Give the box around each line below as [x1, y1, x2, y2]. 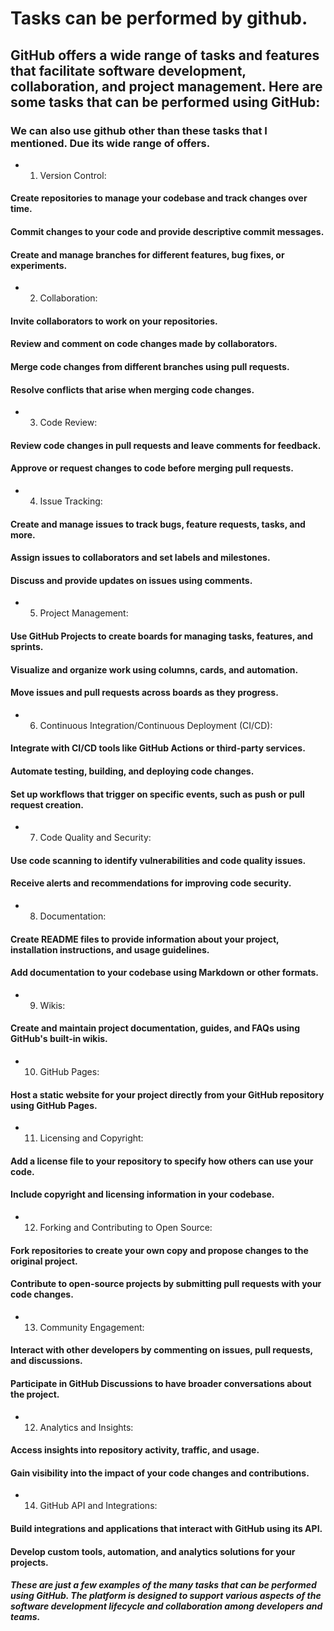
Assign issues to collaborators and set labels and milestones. [10, 552, 271, 564]
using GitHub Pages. [10, 1099, 98, 1111]
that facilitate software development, [10, 62, 247, 79]
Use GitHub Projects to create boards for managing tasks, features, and [10, 630, 314, 642]
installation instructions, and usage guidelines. [10, 943, 210, 956]
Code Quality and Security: [39, 832, 152, 844]
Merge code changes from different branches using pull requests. [10, 361, 290, 373]
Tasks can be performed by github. [10, 7, 308, 30]
